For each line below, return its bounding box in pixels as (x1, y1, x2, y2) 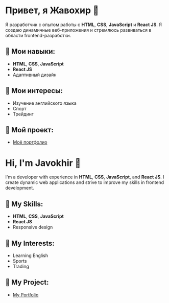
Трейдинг (12, 111, 34, 117)
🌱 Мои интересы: (5, 86, 63, 95)
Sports (12, 258, 27, 264)
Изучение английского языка (12, 100, 77, 106)
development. (5, 185, 34, 191)
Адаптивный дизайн (12, 72, 57, 78)
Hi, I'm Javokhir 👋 (5, 157, 81, 169)
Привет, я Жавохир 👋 (5, 5, 99, 16)
